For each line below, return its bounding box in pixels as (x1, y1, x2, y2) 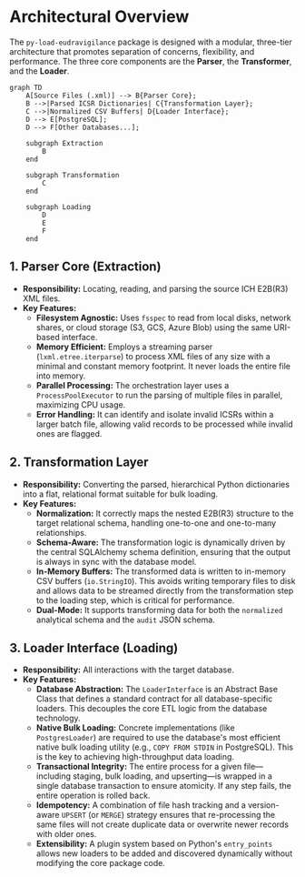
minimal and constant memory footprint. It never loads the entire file (35, 360, 290, 371)
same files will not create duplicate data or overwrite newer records (35, 819, 289, 830)
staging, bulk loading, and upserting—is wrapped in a (72, 771, 272, 781)
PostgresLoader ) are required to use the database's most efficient (35, 732, 281, 743)
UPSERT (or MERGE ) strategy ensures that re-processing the (61, 810, 275, 821)
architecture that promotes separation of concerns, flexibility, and (9, 45, 255, 56)
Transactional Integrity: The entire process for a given (35, 761, 242, 772)
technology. (35, 712, 81, 724)
